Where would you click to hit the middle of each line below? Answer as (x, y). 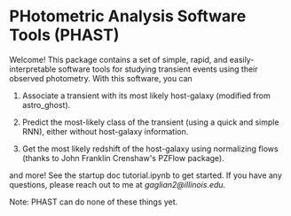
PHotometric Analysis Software (128, 16)
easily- (242, 59)
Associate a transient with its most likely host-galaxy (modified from (146, 96)
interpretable (33, 69)
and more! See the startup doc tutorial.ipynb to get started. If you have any (145, 175)
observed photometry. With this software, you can (101, 78)
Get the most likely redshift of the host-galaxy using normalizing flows (150, 149)
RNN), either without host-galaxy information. (105, 131)
